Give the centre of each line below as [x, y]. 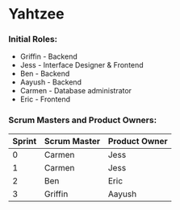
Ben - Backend [45, 74]
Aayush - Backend [51, 82]
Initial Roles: [33, 39]
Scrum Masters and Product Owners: [83, 120]
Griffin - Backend [49, 56]
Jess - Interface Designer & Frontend [82, 65]
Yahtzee [36, 14]
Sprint [25, 141]
